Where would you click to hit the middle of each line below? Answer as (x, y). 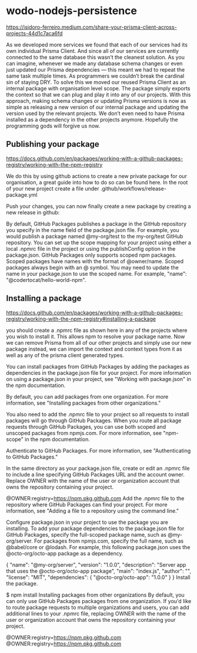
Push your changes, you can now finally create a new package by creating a (98, 206)
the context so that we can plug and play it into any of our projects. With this (98, 95)
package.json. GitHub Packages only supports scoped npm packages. (91, 255)
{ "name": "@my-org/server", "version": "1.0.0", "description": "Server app (96, 564)
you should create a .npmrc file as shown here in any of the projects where (97, 330)
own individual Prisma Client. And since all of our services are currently (93, 51)
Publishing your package (53, 144)
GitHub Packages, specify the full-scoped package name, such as (86, 534)
